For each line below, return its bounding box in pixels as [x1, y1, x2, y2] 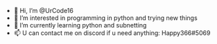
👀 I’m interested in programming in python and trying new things [13, 14, 198, 22]
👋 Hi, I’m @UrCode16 [13, 7, 74, 14]
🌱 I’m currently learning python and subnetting [13, 21, 147, 29]
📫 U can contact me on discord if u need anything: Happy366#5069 [13, 29, 211, 37]
